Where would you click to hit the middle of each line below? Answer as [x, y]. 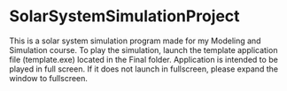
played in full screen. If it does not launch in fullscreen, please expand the [144, 69]
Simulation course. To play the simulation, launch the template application [143, 49]
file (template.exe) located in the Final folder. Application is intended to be [144, 59]
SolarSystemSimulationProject [125, 16]
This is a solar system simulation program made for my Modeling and [135, 41]
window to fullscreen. [49, 78]
